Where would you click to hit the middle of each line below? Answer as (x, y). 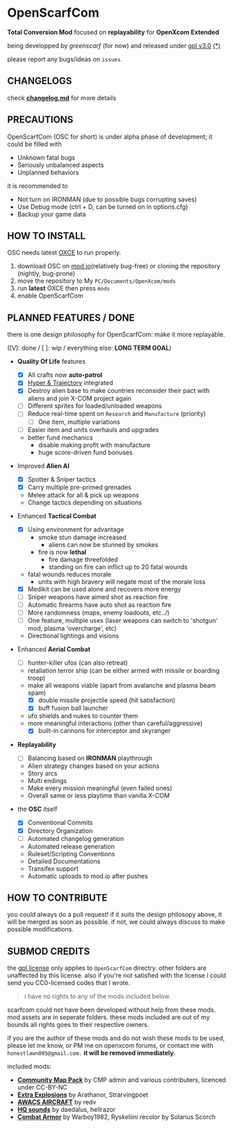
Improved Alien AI (43, 465)
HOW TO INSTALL (46, 236)
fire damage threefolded (83, 559)
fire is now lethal (62, 552)
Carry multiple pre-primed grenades (80, 487)
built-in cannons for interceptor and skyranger (104, 731)
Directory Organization (60, 830)
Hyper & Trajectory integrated (70, 383)
